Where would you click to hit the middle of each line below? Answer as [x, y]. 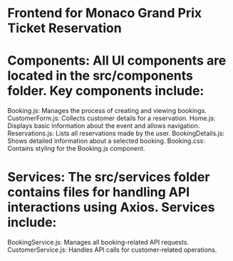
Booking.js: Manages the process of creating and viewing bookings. [107, 111]
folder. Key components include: [106, 91]
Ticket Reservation [65, 28]
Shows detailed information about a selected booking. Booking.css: [106, 141]
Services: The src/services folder [109, 177]
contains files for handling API [99, 192]
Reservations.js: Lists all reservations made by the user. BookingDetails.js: [116, 134]
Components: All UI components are [117, 61]
